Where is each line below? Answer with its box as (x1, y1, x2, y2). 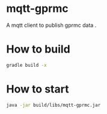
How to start (6, 82, 69, 95)
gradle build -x (6, 62, 47, 68)
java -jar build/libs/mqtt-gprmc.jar (6, 102, 101, 108)
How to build (6, 42, 70, 56)
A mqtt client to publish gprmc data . (6, 21, 97, 29)
